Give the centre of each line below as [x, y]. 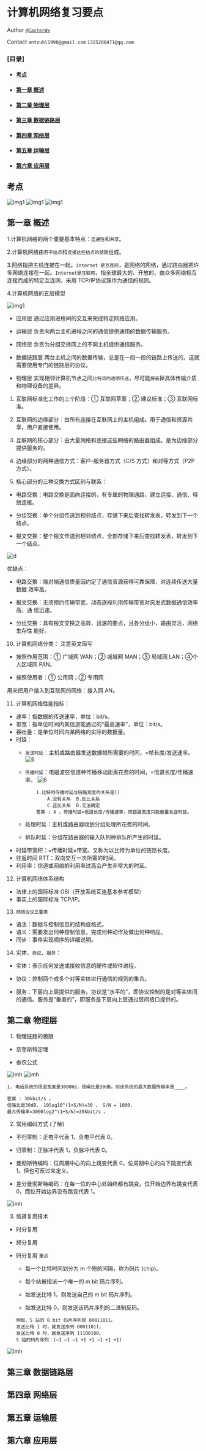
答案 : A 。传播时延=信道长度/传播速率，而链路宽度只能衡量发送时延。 [114, 812]
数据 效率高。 [33, 589]
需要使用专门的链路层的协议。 [53, 365]
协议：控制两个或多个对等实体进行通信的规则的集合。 [83, 978]
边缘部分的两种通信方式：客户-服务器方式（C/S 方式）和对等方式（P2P [105, 461]
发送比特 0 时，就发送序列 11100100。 [60, 1334]
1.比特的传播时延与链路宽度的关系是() [78, 792]
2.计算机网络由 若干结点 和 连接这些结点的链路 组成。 [66, 251]
